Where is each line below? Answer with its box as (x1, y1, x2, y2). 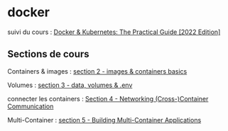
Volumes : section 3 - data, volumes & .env (7, 81, 133, 89)
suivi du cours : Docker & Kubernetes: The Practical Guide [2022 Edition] (7, 28, 221, 36)
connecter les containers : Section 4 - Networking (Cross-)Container (7, 94, 209, 103)
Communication (7, 102, 54, 110)
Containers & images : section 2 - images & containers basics (7, 67, 188, 75)
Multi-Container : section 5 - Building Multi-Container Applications (7, 115, 202, 124)
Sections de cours (7, 48, 90, 60)
